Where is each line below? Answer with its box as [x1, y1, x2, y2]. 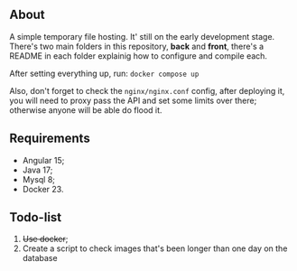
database [22, 253, 58, 264]
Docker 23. [22, 183, 64, 194]
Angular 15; [22, 154, 65, 165]
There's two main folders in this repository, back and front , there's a [9, 41, 265, 51]
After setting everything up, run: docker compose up [9, 68, 200, 79]
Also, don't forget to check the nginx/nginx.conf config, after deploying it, [9, 85, 285, 96]
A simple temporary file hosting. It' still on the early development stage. [9, 31, 275, 42]
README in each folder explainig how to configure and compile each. [9, 50, 268, 61]
